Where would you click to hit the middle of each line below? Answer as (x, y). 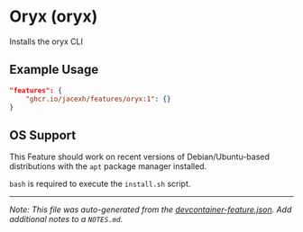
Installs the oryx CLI (46, 41)
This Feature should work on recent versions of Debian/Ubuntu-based (140, 157)
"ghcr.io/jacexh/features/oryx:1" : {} (98, 99)
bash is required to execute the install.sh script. (100, 184)
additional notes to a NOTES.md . (66, 219)
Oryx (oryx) (54, 17)
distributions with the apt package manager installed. (108, 166)
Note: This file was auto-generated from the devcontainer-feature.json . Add (151, 210)
